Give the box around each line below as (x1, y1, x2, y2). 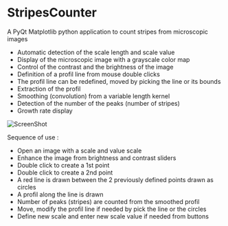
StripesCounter (7, 5, 98, 21)
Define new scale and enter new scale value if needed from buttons (16, 212, 209, 221)
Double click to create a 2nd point (16, 168, 113, 177)
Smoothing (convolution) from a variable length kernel (16, 91, 170, 100)
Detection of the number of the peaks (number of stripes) (16, 99, 181, 107)
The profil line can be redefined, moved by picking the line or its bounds (16, 77, 221, 85)
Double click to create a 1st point (16, 161, 110, 169)
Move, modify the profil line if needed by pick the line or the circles (16, 205, 207, 213)
